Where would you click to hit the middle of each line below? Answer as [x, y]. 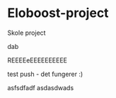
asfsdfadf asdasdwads [41, 87]
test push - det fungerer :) [45, 74]
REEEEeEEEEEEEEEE [37, 60]
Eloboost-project [58, 13]
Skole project [27, 33]
